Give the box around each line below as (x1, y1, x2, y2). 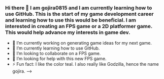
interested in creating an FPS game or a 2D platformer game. (5, 23, 153, 29)
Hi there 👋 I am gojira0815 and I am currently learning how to (5, 4, 152, 11)
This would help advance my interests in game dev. (5, 29, 131, 36)
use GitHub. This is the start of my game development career (5, 10, 154, 17)
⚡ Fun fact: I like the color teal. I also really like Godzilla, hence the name (12, 61, 159, 67)
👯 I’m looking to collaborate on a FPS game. (12, 51, 101, 56)
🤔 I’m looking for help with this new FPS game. (12, 56, 107, 62)
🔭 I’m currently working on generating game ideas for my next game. (12, 40, 152, 46)
